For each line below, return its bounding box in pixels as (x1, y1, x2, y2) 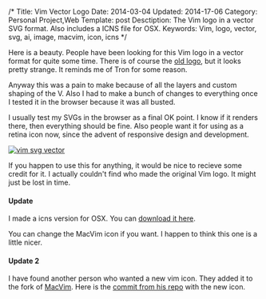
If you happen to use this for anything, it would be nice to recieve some (8, 161, 242, 170)
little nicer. (8, 237, 42, 247)
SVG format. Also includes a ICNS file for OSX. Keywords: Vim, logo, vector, (8, 24, 257, 33)
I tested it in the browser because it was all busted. (8, 98, 176, 106)
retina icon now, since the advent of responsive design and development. (8, 130, 249, 139)
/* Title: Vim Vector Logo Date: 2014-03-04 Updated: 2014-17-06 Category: (8, 7, 258, 16)
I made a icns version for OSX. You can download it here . (8, 213, 196, 223)
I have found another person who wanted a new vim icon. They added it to (8, 273, 253, 283)
